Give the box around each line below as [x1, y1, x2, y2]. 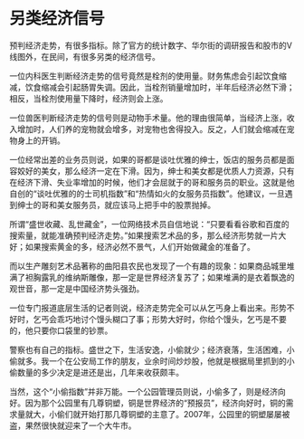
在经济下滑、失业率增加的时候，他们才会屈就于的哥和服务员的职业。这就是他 [9, 177, 295, 187]
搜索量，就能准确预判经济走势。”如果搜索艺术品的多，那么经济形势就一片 [9, 230, 279, 241]
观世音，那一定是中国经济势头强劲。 [9, 282, 145, 294]
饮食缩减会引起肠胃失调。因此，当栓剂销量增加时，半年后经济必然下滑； [24, 81, 295, 92]
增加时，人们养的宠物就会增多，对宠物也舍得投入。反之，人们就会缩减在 [16, 123, 287, 134]
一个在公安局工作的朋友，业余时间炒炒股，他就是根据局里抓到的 [48, 355, 287, 367]
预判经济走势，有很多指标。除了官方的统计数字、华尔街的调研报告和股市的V [9, 40, 292, 51]
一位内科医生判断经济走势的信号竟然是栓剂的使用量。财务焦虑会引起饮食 [9, 70, 279, 81]
